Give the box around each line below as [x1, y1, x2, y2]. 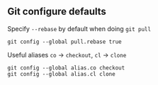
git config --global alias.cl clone [7, 70, 115, 77]
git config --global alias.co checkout [7, 64, 125, 72]
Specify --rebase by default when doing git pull [7, 24, 151, 33]
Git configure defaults [7, 6, 106, 18]
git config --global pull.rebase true [7, 38, 122, 45]
